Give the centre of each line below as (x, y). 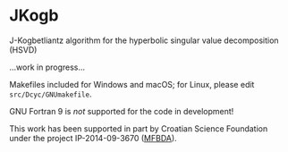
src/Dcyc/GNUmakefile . (51, 94)
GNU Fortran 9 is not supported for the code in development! (122, 111)
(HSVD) (23, 49)
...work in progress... (47, 67)
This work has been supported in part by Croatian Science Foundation (139, 128)
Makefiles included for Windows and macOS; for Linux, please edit (132, 84)
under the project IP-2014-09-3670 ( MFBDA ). (93, 138)
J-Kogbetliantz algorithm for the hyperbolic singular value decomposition (144, 40)
